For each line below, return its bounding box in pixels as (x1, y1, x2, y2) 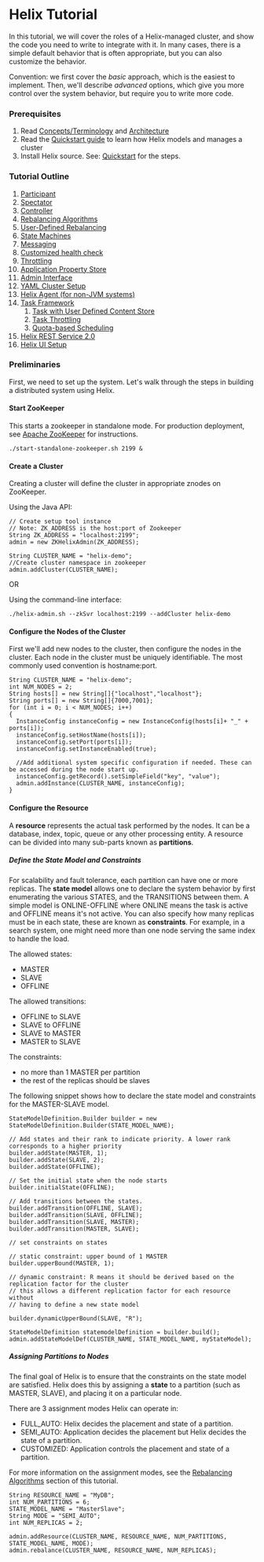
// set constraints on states (9, 1238, 108, 1246)
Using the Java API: (9, 503, 73, 512)
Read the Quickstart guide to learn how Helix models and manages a (20, 135, 243, 144)
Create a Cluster (9, 461, 64, 470)
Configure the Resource (9, 803, 89, 813)
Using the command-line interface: (9, 595, 122, 604)
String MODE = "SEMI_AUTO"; (9, 1512, 101, 1519)
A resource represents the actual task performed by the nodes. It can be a (9, 821, 251, 830)
